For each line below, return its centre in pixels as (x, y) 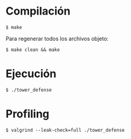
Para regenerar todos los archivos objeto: (57, 38)
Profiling (27, 114)
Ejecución (31, 74)
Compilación (38, 11)
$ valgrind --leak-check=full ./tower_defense (65, 130)
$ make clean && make (33, 50)
